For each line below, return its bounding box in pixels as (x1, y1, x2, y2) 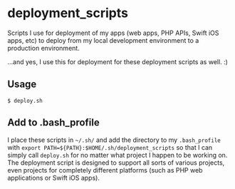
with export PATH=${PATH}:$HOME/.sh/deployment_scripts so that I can (7, 143, 213, 151)
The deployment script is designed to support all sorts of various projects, (7, 158, 225, 167)
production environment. (7, 44, 80, 52)
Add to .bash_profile (7, 116, 100, 129)
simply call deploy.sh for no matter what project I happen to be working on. (7, 150, 228, 159)
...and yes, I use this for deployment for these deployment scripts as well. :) (7, 57, 228, 66)
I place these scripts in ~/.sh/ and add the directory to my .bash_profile (7, 136, 221, 144)
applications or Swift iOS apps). (7, 173, 100, 182)
